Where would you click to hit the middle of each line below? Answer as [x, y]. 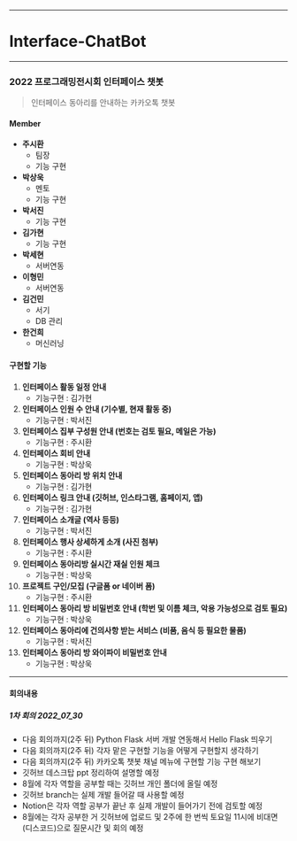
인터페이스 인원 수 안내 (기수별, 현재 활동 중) [97, 409]
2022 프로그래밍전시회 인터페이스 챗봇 [87, 81]
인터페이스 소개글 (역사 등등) [70, 520]
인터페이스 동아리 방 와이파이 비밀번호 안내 [95, 652]
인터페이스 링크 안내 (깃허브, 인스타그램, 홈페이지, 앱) [112, 498]
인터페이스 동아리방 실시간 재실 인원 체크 [91, 564]
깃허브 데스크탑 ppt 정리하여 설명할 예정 [91, 773]
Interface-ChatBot [78, 42]
